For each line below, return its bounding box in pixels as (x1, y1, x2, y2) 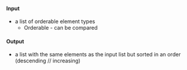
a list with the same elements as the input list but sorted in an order (14, 51, 181, 58)
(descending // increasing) (14, 57, 81, 65)
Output (6, 37, 25, 44)
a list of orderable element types (14, 18, 95, 25)
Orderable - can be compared (23, 24, 98, 31)
